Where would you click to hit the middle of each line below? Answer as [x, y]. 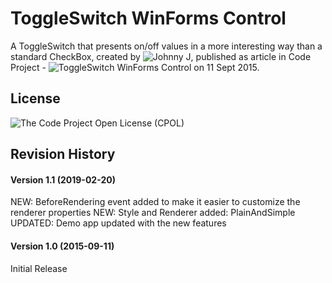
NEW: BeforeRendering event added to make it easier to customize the [155, 202]
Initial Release [39, 268]
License [35, 98]
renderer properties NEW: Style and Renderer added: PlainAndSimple [153, 213]
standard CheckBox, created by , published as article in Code [161, 56]
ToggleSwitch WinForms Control [148, 18]
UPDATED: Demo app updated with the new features [118, 223]
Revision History [63, 154]
